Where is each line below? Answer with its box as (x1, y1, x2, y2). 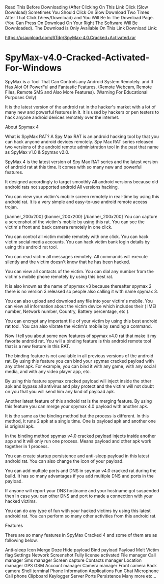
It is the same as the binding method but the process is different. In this (5, 412, 149, 418)
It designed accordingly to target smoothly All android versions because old (5, 178, 159, 184)
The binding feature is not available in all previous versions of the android (5, 352, 154, 359)
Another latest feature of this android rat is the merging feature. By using (5, 398, 152, 404)
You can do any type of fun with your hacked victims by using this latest (5, 508, 151, 514)
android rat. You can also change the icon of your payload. (5, 458, 124, 464)
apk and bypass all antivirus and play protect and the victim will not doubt (5, 383, 154, 389)
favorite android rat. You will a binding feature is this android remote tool (5, 338, 151, 344)
